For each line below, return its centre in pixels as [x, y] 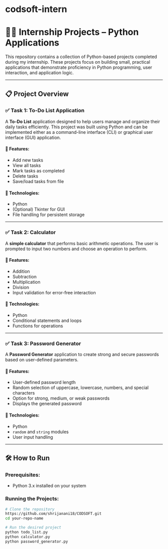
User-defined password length [44, 383]
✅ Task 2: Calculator [30, 233]
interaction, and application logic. [39, 73]
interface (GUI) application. [33, 137]
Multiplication [26, 282]
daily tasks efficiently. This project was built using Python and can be [76, 127]
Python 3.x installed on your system [49, 486]
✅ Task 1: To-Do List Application [45, 110]
